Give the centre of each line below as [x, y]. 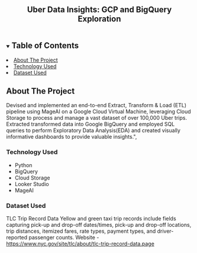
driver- [165, 231]
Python [23, 165]
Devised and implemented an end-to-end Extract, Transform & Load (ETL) [96, 105]
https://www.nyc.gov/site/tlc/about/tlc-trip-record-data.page [80, 244]
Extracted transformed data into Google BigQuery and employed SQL [91, 124]
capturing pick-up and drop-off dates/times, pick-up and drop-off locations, [99, 225]
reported [17, 238]
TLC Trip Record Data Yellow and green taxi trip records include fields [91, 219]
